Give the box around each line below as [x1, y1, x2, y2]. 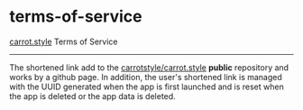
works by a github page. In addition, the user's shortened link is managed [9, 71, 282, 82]
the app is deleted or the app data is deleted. [9, 90, 176, 101]
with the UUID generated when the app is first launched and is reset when [9, 81, 284, 92]
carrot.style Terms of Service [9, 36, 118, 47]
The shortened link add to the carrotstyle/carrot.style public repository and [9, 61, 289, 73]
